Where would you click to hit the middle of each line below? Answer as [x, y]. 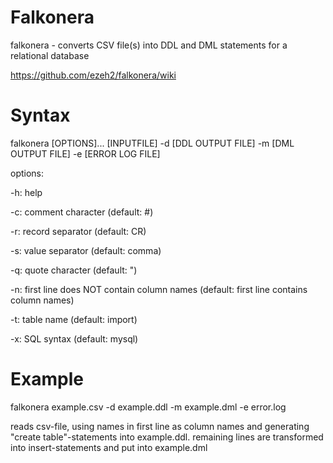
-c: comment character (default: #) [82, 212]
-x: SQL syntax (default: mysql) [74, 338]
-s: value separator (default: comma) [86, 250]
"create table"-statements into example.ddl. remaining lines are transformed [167, 437]
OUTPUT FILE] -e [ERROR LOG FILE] [85, 153]
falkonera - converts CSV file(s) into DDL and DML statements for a [149, 45]
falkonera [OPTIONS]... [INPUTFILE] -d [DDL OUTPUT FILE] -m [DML [152, 143]
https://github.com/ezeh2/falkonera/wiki [93, 75]
